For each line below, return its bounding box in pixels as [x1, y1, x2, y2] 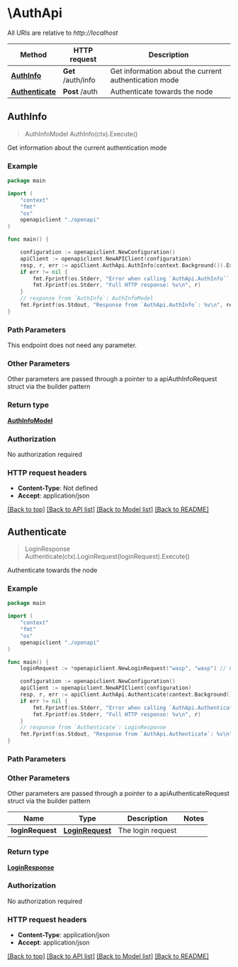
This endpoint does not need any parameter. [7, 341, 137, 349]
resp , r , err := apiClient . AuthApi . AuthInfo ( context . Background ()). [20, 261, 227, 269]
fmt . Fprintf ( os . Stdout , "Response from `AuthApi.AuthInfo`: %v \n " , [20, 302, 223, 309]
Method [20, 50, 47, 60]
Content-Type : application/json [17, 931, 110, 939]
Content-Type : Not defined [17, 484, 98, 493]
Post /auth [62, 87, 98, 97]
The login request [118, 826, 177, 836]
